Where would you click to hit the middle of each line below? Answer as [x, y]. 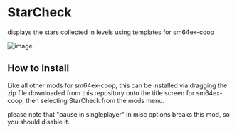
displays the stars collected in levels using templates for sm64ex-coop [111, 32]
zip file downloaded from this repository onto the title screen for [101, 92]
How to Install [38, 68]
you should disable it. [38, 122]
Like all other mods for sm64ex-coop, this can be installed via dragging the [117, 85]
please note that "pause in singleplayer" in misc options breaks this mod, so [118, 114]
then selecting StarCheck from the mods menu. [95, 100]
